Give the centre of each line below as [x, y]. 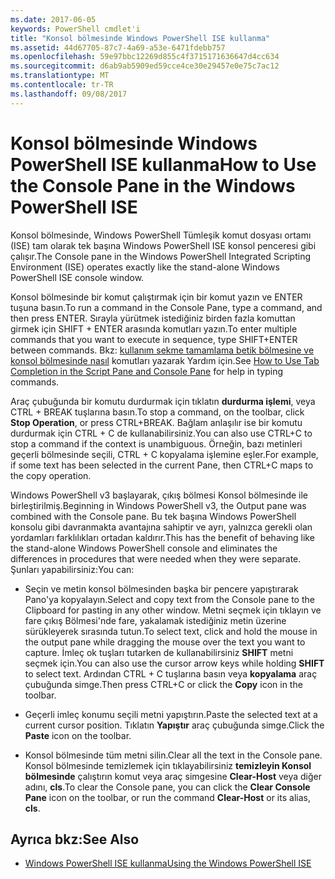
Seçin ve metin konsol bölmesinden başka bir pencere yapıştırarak [161, 588]
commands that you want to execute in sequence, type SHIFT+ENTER [154, 339]
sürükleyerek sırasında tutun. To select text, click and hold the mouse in [171, 631]
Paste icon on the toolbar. [78, 735]
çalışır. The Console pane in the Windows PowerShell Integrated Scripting [160, 256]
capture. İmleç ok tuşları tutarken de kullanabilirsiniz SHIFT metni [159, 652]
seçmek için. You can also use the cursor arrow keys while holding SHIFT [174, 663]
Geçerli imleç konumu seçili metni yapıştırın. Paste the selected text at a [171, 714]
